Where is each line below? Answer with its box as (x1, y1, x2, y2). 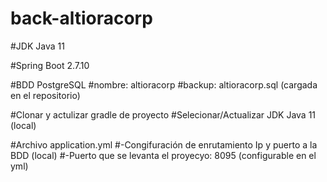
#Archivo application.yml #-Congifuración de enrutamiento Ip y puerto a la (10, 138, 318, 151)
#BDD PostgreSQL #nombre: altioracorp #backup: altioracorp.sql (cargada (10, 78, 318, 91)
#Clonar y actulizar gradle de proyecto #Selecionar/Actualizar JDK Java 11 (10, 108, 317, 121)
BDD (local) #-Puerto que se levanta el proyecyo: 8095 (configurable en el (10, 149, 317, 161)
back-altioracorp (10, 7, 153, 30)
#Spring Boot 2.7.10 (10, 59, 90, 71)
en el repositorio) (10, 89, 81, 101)
